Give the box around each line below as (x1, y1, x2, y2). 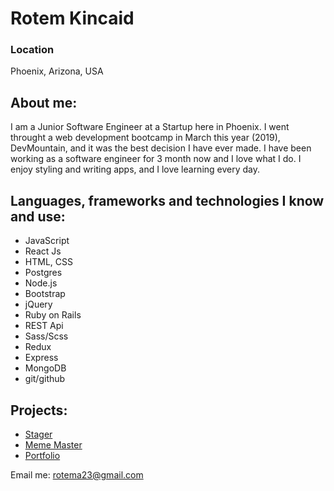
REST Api (24, 320, 64, 332)
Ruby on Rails (24, 309, 82, 321)
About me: (10, 94, 78, 111)
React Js (24, 245, 62, 257)
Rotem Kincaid (10, 7, 135, 30)
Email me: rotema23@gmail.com (10, 468, 144, 481)
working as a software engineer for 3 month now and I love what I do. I (10, 153, 302, 165)
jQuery (24, 298, 53, 311)
